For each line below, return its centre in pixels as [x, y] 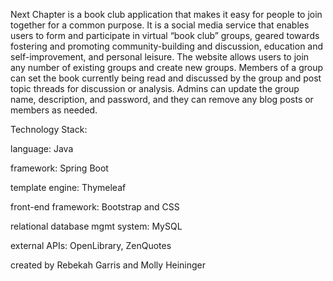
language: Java [42, 148]
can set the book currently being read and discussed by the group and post [166, 78]
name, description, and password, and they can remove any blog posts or [162, 99]
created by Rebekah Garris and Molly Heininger [108, 265]
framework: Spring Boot [59, 168]
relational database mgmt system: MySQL [96, 226]
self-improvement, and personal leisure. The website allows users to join [160, 57]
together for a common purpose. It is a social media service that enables [160, 25]
